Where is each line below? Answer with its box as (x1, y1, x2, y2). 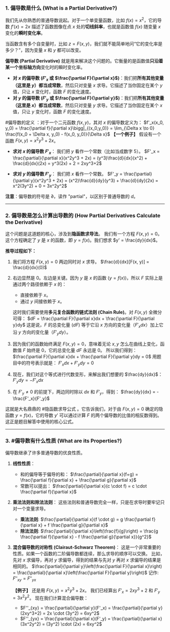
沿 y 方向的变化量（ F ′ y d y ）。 (12, 329, 71, 336)
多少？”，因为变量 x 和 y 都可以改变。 (5, 47, 84, 53)
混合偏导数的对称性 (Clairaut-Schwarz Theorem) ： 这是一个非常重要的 (12, 544, 161, 550)
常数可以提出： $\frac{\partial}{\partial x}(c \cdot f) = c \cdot (20, 483, 147, 489)
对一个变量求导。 (12, 506, 49, 512)
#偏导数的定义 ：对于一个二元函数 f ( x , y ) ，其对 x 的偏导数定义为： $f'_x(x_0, (5, 119, 164, 125)
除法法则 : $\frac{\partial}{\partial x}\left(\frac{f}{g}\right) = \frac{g (20, 528, 158, 534)
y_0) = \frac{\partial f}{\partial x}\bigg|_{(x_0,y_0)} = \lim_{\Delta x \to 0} (5, 125, 155, 131)
